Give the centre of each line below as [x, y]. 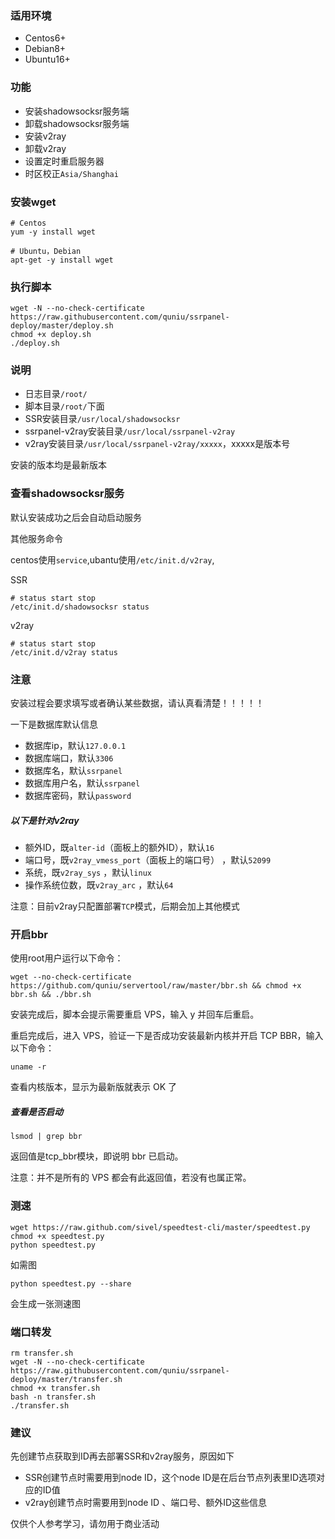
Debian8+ [45, 49]
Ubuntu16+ [47, 59]
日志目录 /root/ [56, 394]
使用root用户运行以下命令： [67, 958]
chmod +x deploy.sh [51, 335]
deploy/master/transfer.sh [66, 1379]
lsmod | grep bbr [46, 1137]
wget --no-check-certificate [71, 977]
